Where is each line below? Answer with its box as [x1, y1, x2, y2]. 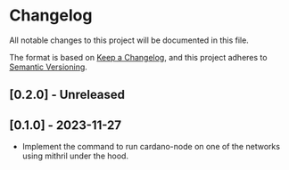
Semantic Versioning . [9, 61, 87, 72]
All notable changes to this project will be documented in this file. [9, 35, 250, 45]
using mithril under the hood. [21, 150, 129, 161]
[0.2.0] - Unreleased [9, 87, 126, 102]
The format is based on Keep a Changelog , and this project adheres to [9, 52, 268, 62]
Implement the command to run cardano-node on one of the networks [21, 142, 281, 152]
